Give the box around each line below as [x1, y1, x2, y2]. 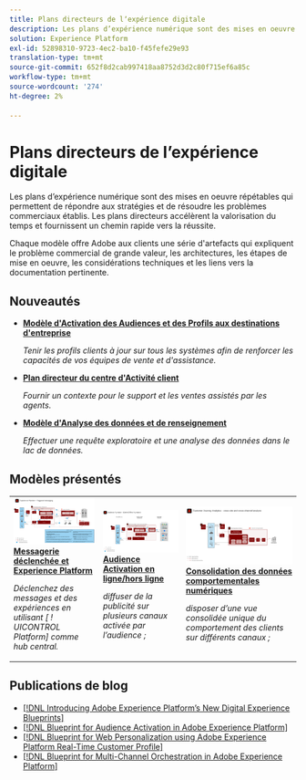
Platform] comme [13, 631, 79, 642]
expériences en [13, 602, 71, 613]
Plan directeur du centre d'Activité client [22, 372, 179, 383]
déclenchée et [13, 556, 70, 567]
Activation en [103, 563, 155, 574]
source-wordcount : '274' [9, 82, 104, 91]
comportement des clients [185, 622, 284, 633]
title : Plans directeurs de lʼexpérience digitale [9, 15, 206, 24]
